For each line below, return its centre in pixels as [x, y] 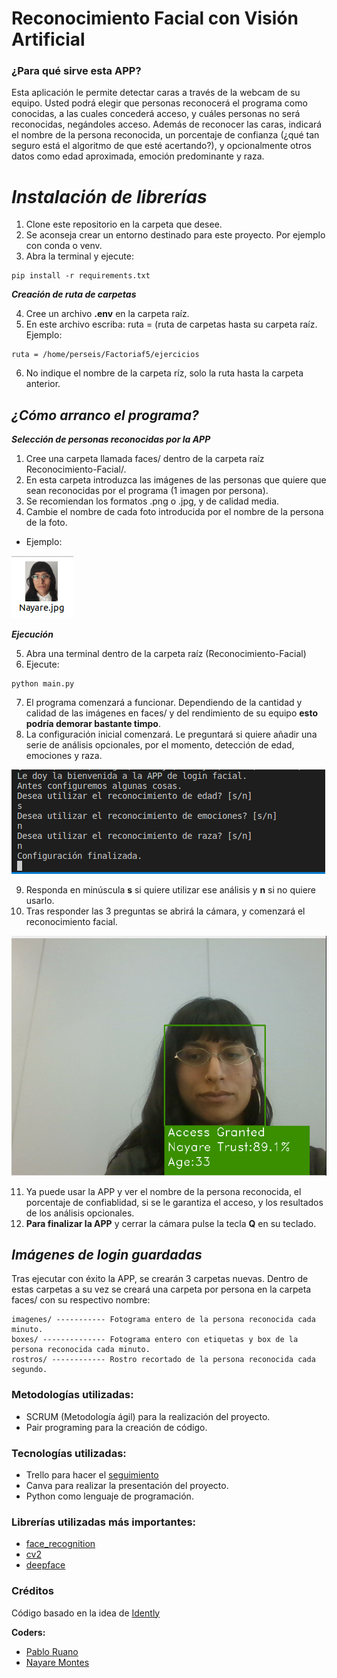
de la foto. [46, 523]
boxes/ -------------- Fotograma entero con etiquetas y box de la [155, 1340]
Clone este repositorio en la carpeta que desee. [124, 224]
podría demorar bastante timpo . [93, 724]
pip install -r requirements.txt [81, 276]
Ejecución [32, 634]
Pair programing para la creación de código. [116, 1427]
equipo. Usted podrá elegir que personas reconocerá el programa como [159, 103]
